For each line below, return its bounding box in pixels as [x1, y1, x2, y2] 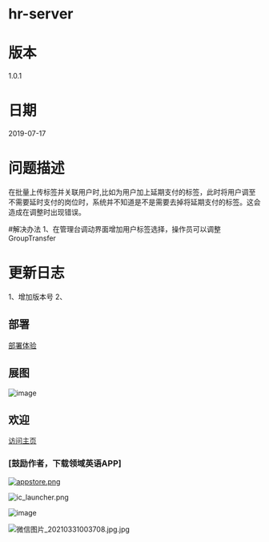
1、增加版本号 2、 [8, 292, 67, 301]
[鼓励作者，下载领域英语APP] [8, 458, 122, 469]
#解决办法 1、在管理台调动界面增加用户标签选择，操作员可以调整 [8, 224, 222, 233]
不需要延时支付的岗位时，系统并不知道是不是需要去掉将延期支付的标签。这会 [8, 197, 261, 207]
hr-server [8, 5, 74, 23]
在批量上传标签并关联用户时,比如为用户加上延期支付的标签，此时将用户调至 [8, 188, 256, 196]
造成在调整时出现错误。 [8, 208, 86, 216]
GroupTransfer [8, 233, 56, 243]
